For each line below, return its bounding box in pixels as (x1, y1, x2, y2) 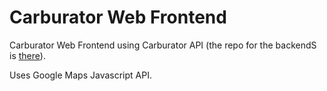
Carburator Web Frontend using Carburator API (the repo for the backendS (9, 39, 317, 51)
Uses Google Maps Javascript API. (9, 69, 152, 81)
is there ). (9, 49, 46, 61)
